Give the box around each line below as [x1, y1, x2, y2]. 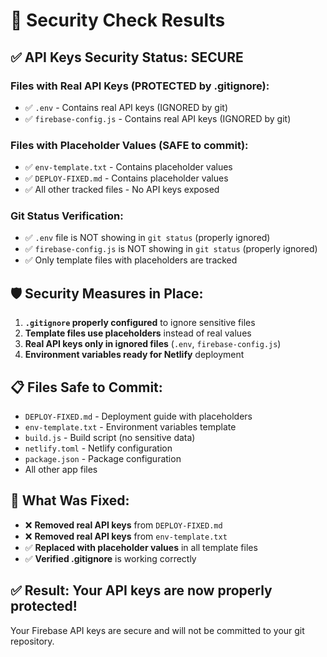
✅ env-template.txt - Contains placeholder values [24, 161, 233, 173]
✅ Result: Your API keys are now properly [10, 582, 273, 599]
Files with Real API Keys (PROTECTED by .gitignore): [10, 79, 270, 93]
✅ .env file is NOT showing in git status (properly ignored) [24, 232, 271, 244]
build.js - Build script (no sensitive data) [24, 432, 196, 444]
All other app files [24, 464, 98, 476]
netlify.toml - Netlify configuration [24, 442, 173, 454]
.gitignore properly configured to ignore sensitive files [24, 317, 256, 329]
